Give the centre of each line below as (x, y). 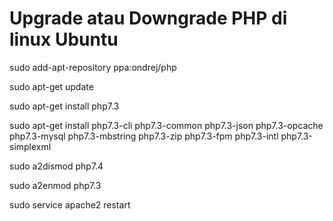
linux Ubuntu (64, 39)
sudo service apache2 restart (70, 204)
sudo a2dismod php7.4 (56, 166)
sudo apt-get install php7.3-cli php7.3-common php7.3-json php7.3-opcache (166, 125)
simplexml (30, 146)
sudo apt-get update (51, 86)
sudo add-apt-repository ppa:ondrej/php (93, 67)
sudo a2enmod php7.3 (55, 185)
